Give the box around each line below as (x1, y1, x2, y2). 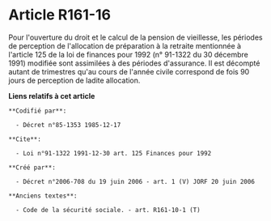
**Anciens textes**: (8, 192, 78, 200)
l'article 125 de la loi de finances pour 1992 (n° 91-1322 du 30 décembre (8, 49, 248, 59)
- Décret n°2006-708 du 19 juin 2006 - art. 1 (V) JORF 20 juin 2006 (15, 177, 255, 185)
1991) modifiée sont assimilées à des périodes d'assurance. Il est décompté (8, 58, 260, 68)
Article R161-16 (8, 6, 112, 24)
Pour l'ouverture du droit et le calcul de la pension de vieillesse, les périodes (8, 32, 263, 42)
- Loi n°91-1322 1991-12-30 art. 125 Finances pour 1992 (15, 149, 212, 157)
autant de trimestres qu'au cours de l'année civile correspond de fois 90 (8, 66, 250, 76)
